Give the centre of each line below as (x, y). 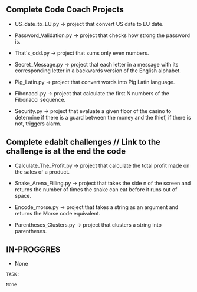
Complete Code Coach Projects (65, 10)
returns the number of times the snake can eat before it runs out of (96, 189)
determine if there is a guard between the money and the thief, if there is (103, 117)
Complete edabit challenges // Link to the (83, 142)
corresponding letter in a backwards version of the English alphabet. (98, 71)
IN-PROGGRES (33, 250)
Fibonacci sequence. (40, 99)
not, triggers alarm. (38, 124)
